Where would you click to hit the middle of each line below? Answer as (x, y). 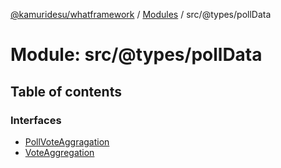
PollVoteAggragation (67, 141)
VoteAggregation (59, 152)
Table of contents (66, 91)
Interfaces (36, 120)
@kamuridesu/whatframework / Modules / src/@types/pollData (141, 14)
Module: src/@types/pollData (136, 55)
